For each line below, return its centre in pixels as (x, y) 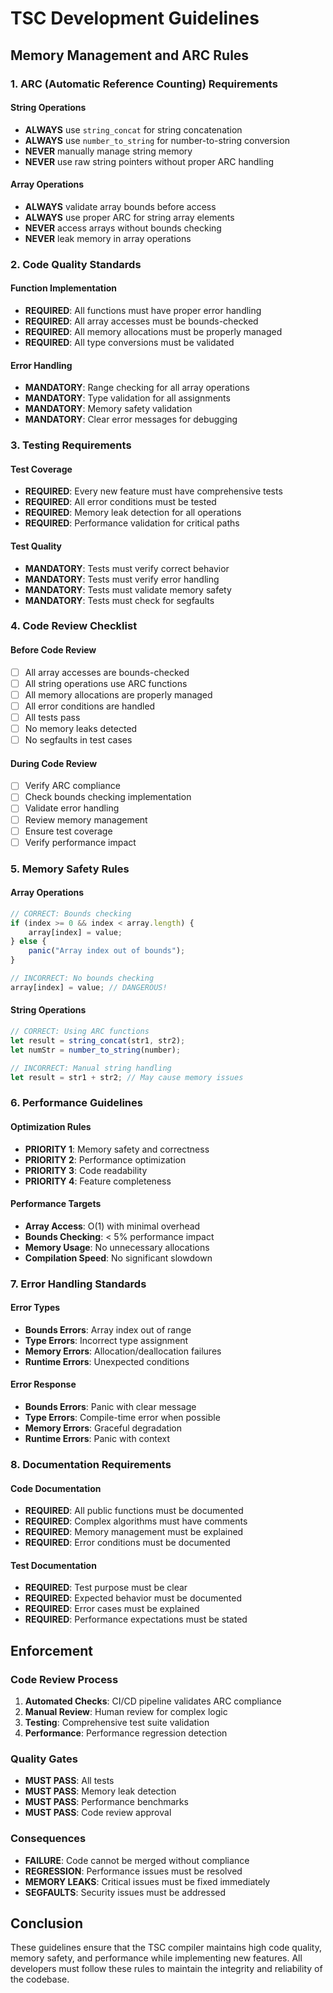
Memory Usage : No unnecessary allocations (117, 1247)
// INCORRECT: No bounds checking (82, 978)
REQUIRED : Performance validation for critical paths (132, 523)
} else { (28, 942)
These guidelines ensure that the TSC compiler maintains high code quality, (166, 1948)
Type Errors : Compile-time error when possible (122, 1418)
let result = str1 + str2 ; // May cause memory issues (127, 1077)
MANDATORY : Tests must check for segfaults (119, 600)
